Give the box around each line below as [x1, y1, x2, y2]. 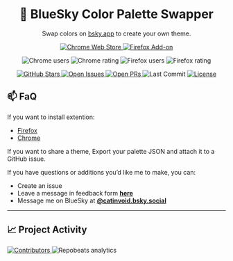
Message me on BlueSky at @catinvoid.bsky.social [17, 196, 166, 205]
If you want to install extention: [7, 113, 95, 121]
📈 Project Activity [7, 224, 87, 236]
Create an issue [17, 181, 62, 190]
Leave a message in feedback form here [17, 189, 133, 197]
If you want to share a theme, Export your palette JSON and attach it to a [7, 147, 215, 155]
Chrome [17, 134, 41, 142]
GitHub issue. [7, 155, 46, 163]
